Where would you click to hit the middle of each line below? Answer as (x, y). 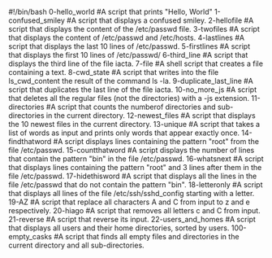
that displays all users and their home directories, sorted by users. (119, 228)
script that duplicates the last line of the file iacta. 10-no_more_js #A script (133, 90)
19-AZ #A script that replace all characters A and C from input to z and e (129, 202)
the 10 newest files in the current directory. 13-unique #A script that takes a (134, 124)
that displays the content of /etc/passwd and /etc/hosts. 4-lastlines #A (127, 37)
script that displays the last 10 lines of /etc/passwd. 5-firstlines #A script (130, 46)
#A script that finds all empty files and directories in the (147, 236)
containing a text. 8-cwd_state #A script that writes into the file (114, 72)
